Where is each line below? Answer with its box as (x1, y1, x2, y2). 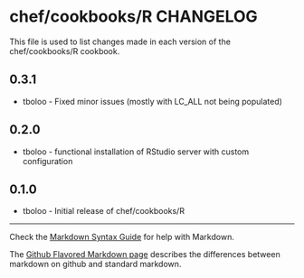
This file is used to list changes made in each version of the (9, 36, 231, 47)
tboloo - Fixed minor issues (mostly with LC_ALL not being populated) (22, 96, 283, 107)
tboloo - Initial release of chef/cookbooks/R (22, 206, 185, 217)
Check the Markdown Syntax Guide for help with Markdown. (9, 232, 235, 243)
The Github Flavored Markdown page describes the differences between (9, 249, 280, 260)
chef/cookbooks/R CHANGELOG (9, 6, 258, 27)
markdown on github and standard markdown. (9, 259, 182, 270)
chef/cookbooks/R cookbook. (9, 45, 120, 56)
